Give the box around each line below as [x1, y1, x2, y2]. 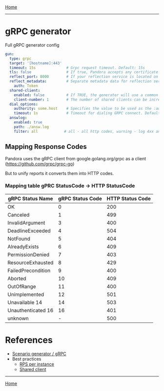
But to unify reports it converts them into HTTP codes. [5, 170, 114, 176]
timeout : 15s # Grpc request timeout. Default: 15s [9, 65, 145, 70]
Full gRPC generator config [5, 42, 60, 48]
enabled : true [14, 120, 42, 125]
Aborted [7, 275, 26, 282]
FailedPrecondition [7, 267, 51, 274]
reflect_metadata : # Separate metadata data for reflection [9, 79, 152, 84]
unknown [7, 315, 29, 321]
